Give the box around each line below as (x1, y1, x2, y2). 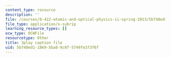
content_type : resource (5, 7, 56, 13)
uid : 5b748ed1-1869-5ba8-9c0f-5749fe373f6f (5, 45, 99, 50)
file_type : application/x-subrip (5, 21, 76, 27)
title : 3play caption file (5, 40, 63, 45)
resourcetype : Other (5, 36, 49, 41)
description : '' (5, 12, 40, 17)
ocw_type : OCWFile (5, 31, 44, 36)
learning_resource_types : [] (5, 26, 67, 31)
